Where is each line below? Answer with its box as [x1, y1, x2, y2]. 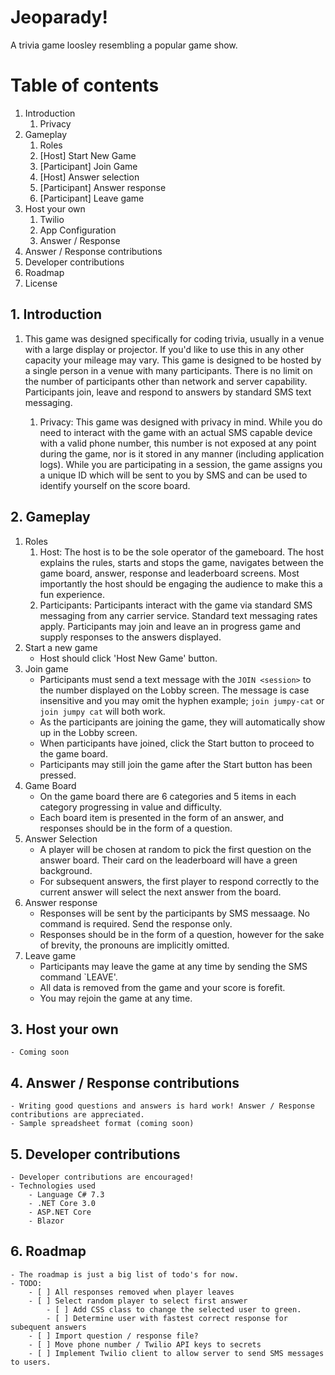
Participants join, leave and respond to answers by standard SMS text [24, 386, 312, 398]
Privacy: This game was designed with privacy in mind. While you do [39, 416, 323, 428]
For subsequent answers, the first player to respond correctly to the [39, 875, 320, 887]
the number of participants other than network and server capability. [24, 375, 308, 387]
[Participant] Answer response [39, 181, 167, 193]
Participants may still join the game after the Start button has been [39, 758, 313, 770]
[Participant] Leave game [39, 192, 145, 204]
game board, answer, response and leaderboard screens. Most [39, 567, 300, 579]
